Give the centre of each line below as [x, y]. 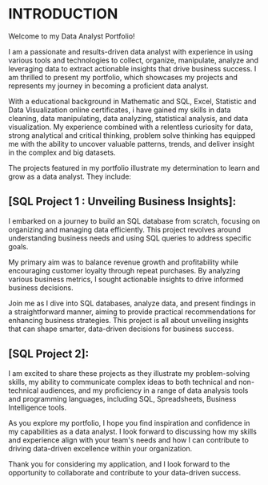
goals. [18, 246]
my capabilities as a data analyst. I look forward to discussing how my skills [133, 431]
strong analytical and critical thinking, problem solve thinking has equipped [132, 135]
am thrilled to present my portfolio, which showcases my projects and [123, 77]
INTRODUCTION [63, 14]
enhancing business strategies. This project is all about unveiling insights [129, 320]
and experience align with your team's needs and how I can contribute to [129, 440]
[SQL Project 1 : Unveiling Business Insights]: [122, 202]
